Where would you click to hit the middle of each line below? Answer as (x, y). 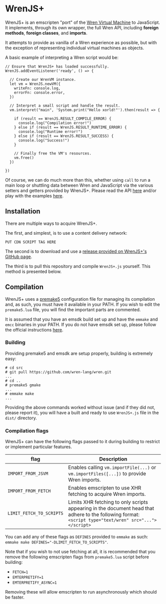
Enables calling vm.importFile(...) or (112, 468)
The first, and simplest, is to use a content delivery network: (66, 233)
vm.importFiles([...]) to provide (107, 473)
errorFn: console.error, (40, 92)
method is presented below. (33, 271)
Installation (23, 211)
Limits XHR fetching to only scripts (108, 502)
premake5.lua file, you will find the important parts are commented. (73, 309)
